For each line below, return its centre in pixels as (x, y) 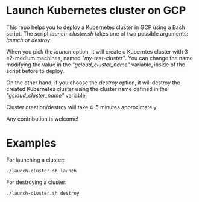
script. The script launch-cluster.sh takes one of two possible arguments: (97, 33)
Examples (31, 143)
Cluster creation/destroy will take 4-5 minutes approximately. (82, 107)
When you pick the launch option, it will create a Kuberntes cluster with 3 (97, 51)
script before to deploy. (35, 71)
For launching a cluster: (36, 160)
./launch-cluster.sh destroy (43, 193)
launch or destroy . (29, 40)
